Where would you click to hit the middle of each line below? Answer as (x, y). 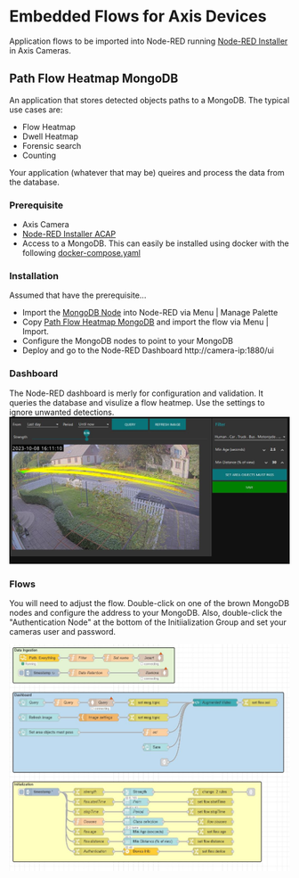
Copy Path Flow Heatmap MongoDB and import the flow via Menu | (145, 322)
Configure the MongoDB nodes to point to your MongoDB (128, 341)
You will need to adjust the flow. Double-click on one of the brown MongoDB (149, 603)
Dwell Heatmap (50, 136)
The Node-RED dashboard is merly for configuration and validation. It (137, 393)
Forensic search (52, 145)
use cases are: (36, 110)
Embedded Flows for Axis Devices (138, 16)
